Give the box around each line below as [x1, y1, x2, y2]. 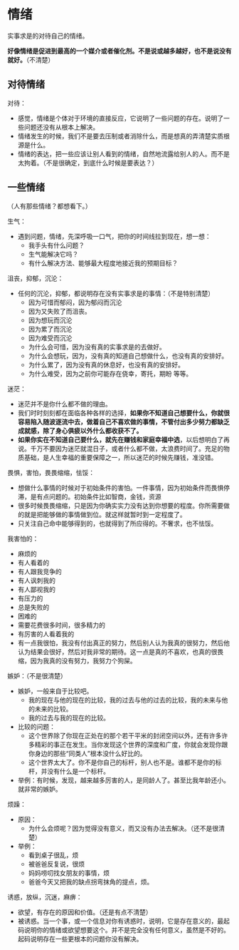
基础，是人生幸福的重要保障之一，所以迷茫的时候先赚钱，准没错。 [23, 453, 218, 461]
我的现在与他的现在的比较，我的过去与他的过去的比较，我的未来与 [28, 695, 222, 704]
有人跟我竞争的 [17, 567, 62, 576]
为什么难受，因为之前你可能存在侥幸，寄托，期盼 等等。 [28, 369, 193, 378]
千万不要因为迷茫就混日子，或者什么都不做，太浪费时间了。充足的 [30, 444, 224, 453]
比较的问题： [17, 722, 55, 731]
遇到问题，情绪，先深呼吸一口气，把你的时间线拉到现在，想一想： [17, 232, 211, 240]
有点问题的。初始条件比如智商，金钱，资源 [36, 492, 161, 501]
